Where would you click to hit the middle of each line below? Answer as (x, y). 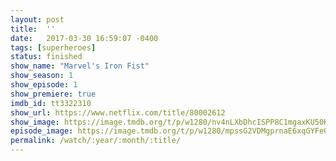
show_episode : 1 (44, 85)
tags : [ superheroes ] (53, 47)
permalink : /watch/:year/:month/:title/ (96, 141)
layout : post (37, 19)
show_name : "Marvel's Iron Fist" (80, 66)
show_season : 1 (42, 76)
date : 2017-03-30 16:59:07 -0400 (84, 38)
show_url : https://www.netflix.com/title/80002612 (118, 112)
